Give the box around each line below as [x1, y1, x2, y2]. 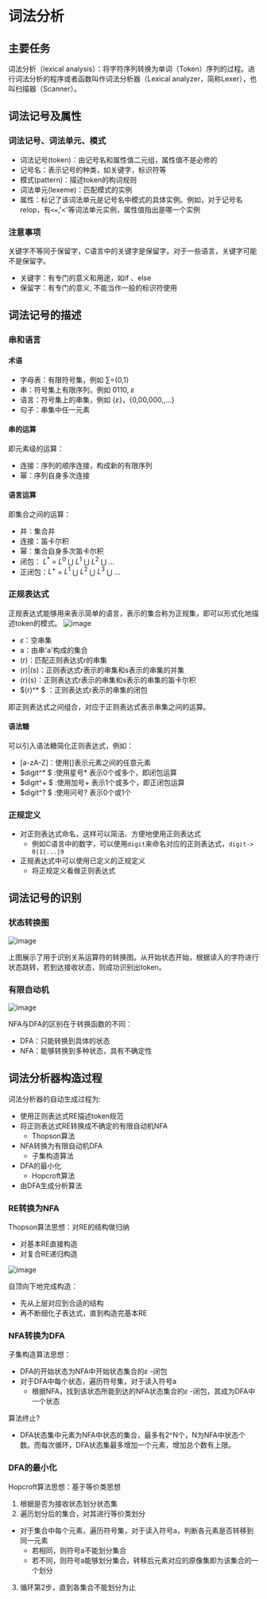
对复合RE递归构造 [19, 1249, 78, 1259]
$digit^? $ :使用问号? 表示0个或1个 [19, 788, 132, 797]
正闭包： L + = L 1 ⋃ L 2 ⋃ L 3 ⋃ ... [19, 565, 121, 577]
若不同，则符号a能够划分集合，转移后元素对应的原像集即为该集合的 [31, 1555, 252, 1565]
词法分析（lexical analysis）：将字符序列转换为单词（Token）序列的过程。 [8, 65, 249, 73]
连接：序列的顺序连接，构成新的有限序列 [19, 460, 153, 470]
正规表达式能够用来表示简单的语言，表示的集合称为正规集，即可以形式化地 [8, 608, 252, 618]
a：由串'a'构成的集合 [19, 645, 88, 655]
